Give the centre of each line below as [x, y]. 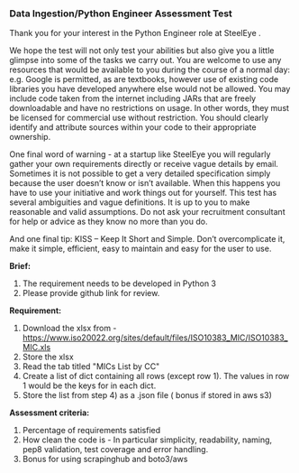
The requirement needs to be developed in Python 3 [119, 283]
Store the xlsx [48, 357]
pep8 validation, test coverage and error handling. [115, 450]
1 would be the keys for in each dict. [89, 385]
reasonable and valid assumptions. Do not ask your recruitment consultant [147, 212]
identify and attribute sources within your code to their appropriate [133, 127]
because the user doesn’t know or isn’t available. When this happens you [145, 183]
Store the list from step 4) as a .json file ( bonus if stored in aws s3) [147, 395]
